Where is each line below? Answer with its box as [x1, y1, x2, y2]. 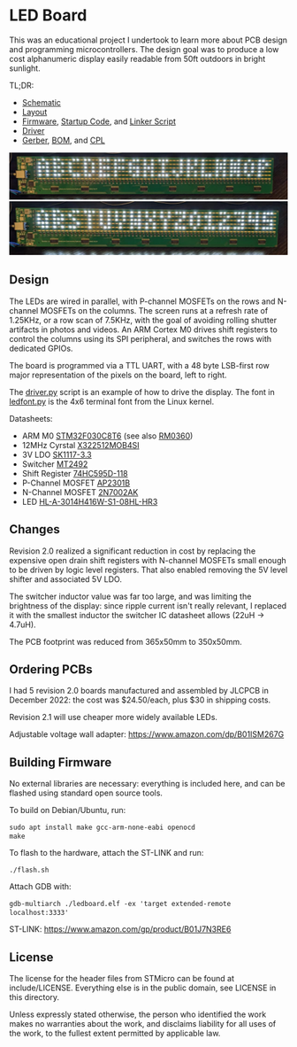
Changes [9, 522, 60, 537]
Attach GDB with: [9, 881, 72, 892]
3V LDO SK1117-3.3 [21, 449, 93, 460]
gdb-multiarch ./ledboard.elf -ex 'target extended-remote [9, 900, 232, 909]
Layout [21, 106, 48, 117]
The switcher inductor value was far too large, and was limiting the [9, 591, 252, 601]
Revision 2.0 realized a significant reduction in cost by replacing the [9, 546, 256, 556]
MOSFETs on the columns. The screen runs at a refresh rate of [40, 305, 269, 315]
